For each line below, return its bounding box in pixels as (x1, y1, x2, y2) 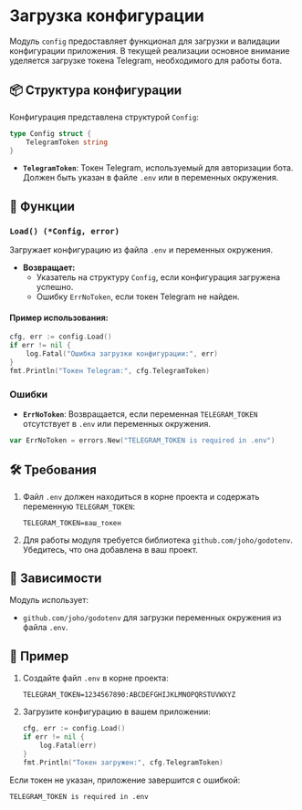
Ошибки (9, 388, 48, 400)
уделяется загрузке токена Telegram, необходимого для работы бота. (9, 55, 283, 66)
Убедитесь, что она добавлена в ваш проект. (22, 544, 199, 555)
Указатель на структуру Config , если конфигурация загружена (36, 272, 281, 283)
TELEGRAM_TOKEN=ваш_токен (22, 518, 121, 527)
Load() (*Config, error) (9, 225, 120, 236)
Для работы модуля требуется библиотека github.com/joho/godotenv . (22, 535, 294, 545)
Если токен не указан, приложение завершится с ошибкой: (9, 774, 241, 785)
